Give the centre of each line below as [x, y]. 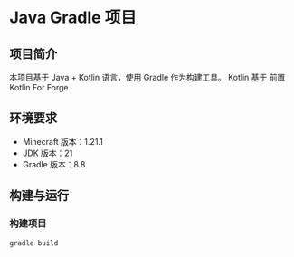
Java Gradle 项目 [73, 18]
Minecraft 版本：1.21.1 [63, 141]
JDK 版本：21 [47, 153]
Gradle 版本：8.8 [54, 164]
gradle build [34, 243]
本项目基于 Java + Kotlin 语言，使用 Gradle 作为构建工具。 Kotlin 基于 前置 [147, 77]
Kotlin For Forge [39, 87]
